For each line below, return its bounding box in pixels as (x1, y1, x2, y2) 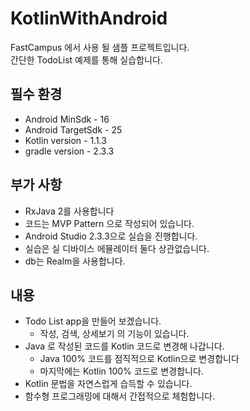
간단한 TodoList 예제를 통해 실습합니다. (10, 53, 163, 66)
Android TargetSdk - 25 (24, 123, 123, 136)
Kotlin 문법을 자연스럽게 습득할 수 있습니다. (24, 378, 193, 390)
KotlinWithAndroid (10, 7, 168, 30)
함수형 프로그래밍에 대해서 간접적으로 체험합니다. (24, 390, 215, 402)
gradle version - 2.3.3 (24, 145, 115, 157)
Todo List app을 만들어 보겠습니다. (24, 315, 162, 327)
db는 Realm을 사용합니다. (24, 255, 126, 267)
